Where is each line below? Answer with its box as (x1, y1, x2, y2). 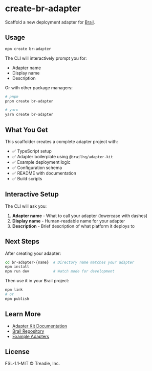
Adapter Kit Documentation (12, 323, 67, 329)
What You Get (5, 125, 48, 134)
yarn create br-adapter (5, 112, 54, 117)
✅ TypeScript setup (12, 148, 52, 154)
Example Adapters (12, 333, 49, 339)
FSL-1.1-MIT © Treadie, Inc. (5, 361, 60, 367)
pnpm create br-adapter (5, 99, 54, 103)
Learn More (5, 310, 41, 319)
